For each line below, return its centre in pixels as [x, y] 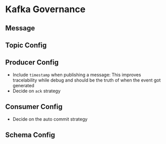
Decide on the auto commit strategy [50, 119]
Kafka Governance [46, 9]
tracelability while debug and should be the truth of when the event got [87, 80]
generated [23, 85]
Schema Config [30, 135]
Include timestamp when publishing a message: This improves [77, 75]
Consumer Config [34, 107]
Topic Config [26, 45]
